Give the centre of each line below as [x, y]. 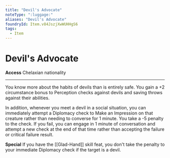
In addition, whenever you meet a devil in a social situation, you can [76, 107]
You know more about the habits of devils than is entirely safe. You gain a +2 [85, 87]
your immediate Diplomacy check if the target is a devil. [63, 149]
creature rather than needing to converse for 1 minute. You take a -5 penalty [84, 118]
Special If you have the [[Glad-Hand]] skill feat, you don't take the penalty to [85, 144]
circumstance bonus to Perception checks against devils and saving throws [84, 92]
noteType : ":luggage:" [29, 15]
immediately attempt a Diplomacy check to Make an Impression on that [79, 113]
